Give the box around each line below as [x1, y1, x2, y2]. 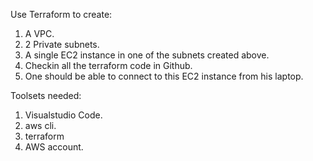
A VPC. [24, 28, 55, 39]
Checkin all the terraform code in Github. [24, 60, 193, 71]
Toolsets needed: [10, 90, 82, 101]
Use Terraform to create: [10, 9, 113, 20]
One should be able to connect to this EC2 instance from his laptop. [24, 70, 304, 82]
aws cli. [24, 120, 57, 131]
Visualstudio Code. [24, 109, 103, 121]
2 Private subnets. [24, 39, 100, 50]
